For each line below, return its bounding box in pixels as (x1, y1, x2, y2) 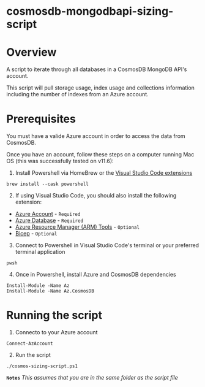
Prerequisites (6, 112, 76, 126)
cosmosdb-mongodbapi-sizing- (6, 4, 174, 18)
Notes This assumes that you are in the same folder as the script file (6, 374, 179, 381)
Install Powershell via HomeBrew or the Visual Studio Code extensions (15, 169, 193, 177)
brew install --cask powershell (6, 181, 89, 188)
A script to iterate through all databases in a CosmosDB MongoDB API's (6, 66, 187, 73)
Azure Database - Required (15, 216, 84, 224)
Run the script (15, 351, 51, 358)
